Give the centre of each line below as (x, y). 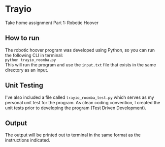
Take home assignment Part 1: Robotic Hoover (52, 23)
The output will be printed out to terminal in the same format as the (73, 135)
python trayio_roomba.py (31, 60)
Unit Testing (24, 85)
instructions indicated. (28, 140)
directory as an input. (27, 70)
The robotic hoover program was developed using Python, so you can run (80, 50)
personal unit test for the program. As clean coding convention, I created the (83, 102)
